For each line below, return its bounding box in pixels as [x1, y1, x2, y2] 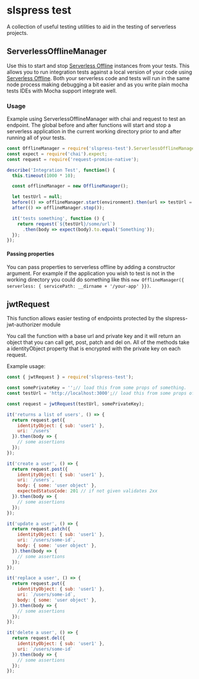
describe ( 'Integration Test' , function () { [6, 167, 116, 173]
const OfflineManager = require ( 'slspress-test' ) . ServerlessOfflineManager [6, 146, 197, 152]
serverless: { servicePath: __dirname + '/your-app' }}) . [6, 282, 151, 289]
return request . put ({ [12, 580, 66, 587]
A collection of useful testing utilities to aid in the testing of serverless [6, 23, 177, 30]
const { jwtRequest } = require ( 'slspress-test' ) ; [6, 374, 134, 380]
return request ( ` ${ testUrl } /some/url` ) [17, 221, 116, 227]
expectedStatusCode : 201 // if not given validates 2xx [17, 488, 158, 494]
